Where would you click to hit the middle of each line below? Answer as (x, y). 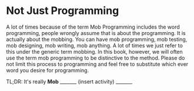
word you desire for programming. (48, 70)
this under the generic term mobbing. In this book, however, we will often (95, 51)
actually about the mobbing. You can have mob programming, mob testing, (97, 39)
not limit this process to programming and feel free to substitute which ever (97, 64)
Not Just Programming (63, 11)
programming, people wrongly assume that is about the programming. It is (96, 33)
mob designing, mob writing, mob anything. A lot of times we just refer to (95, 45)
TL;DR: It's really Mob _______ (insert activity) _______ (69, 81)
